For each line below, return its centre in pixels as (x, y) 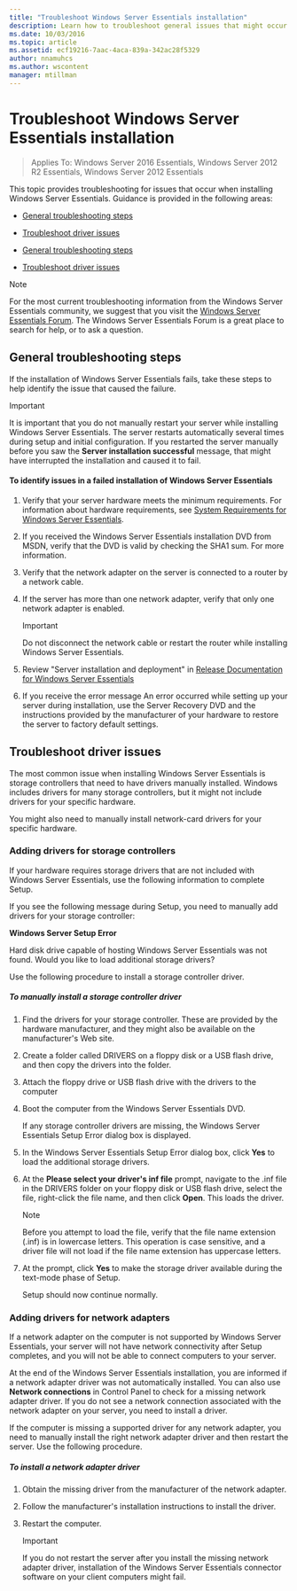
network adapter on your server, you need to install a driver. (118, 1411)
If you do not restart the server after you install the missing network (145, 1558)
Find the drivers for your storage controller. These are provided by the (150, 1019)
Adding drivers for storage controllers (92, 851)
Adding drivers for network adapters (90, 1317)
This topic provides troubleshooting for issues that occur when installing (141, 189)
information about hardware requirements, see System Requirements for (154, 510)
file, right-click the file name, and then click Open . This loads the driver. (153, 1197)
